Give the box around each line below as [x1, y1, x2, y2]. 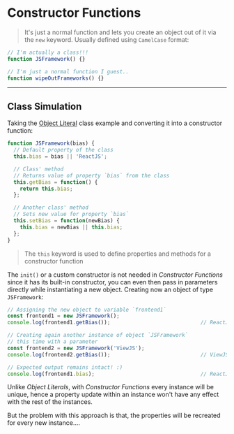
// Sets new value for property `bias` [13, 211, 130, 218]
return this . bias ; [19, 185, 73, 192]
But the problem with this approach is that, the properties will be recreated [7, 411, 221, 420]
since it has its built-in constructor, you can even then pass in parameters [7, 277, 218, 286]
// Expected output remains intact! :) [7, 363, 123, 371]
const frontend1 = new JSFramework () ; [7, 312, 120, 319]
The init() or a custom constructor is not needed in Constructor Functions [7, 270, 223, 279]
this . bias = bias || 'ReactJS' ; [13, 153, 108, 160]
